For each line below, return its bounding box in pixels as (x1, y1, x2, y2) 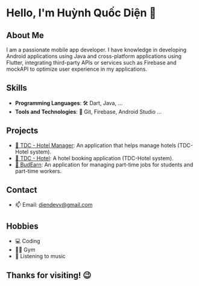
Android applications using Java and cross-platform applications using (6, 53, 182, 60)
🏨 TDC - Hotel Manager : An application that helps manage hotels (14, 141, 177, 149)
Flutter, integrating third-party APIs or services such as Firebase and (6, 59, 177, 66)
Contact (6, 185, 37, 195)
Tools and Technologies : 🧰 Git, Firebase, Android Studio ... (14, 108, 162, 115)
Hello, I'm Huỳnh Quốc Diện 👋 (6, 6, 157, 20)
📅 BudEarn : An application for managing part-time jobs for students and (14, 161, 194, 168)
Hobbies (6, 221, 39, 231)
